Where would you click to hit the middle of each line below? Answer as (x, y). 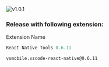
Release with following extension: (55, 24)
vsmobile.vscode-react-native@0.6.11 (52, 59)
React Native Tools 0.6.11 (39, 48)
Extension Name (26, 37)
